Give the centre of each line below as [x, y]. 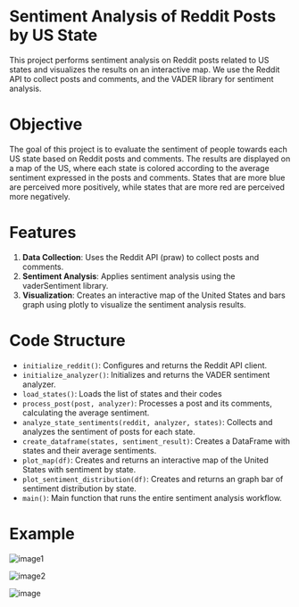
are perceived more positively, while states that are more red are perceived [147, 187]
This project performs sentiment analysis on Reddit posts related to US [139, 60]
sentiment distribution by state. [79, 488]
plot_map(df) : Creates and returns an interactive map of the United [145, 460]
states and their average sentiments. [89, 450]
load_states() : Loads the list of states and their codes [122, 393]
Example [42, 533]
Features [43, 233]
